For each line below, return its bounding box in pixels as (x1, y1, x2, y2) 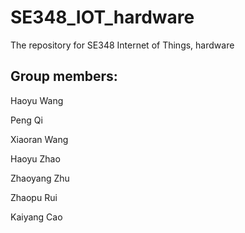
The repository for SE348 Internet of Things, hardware (10, 39, 235, 51)
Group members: (10, 68, 118, 85)
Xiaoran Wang (10, 133, 69, 145)
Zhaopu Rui (10, 191, 58, 203)
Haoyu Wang (10, 94, 64, 106)
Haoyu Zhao (10, 152, 61, 165)
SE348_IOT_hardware (10, 6, 195, 29)
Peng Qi (10, 114, 43, 126)
